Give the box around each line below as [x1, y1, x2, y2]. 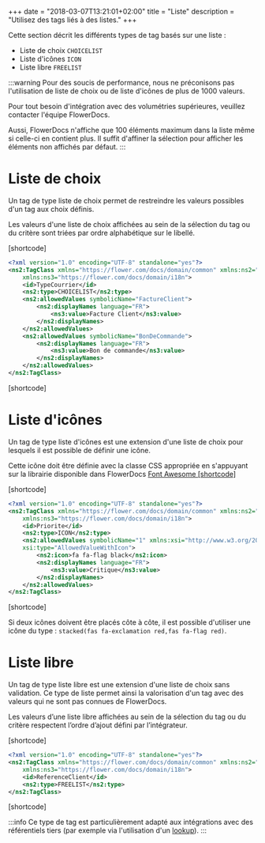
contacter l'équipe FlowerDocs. [8, 110, 110, 119]
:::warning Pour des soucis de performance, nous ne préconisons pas [8, 78, 235, 87]
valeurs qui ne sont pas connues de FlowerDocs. [8, 697, 167, 706]
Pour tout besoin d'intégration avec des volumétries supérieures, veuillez [8, 102, 246, 111]
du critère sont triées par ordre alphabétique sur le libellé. [8, 228, 196, 237]
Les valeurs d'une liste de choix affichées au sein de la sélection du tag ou [8, 219, 251, 229]
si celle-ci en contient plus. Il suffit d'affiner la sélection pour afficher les [8, 134, 244, 143]
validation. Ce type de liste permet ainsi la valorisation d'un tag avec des [8, 688, 244, 698]
